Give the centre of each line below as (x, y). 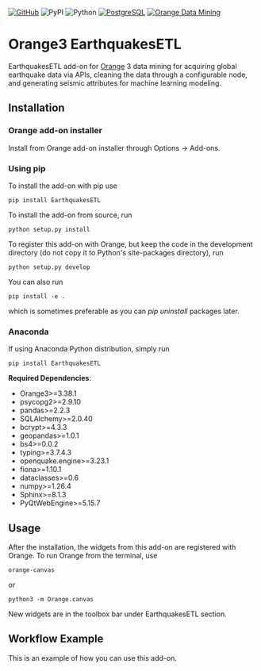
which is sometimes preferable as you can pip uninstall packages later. (124, 311)
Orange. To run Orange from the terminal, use (83, 556)
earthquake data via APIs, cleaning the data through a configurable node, (128, 75)
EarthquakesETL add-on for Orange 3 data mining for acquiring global (123, 66)
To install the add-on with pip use (63, 186)
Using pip (27, 168)
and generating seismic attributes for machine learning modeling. (115, 82)
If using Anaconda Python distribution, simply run (89, 349)
